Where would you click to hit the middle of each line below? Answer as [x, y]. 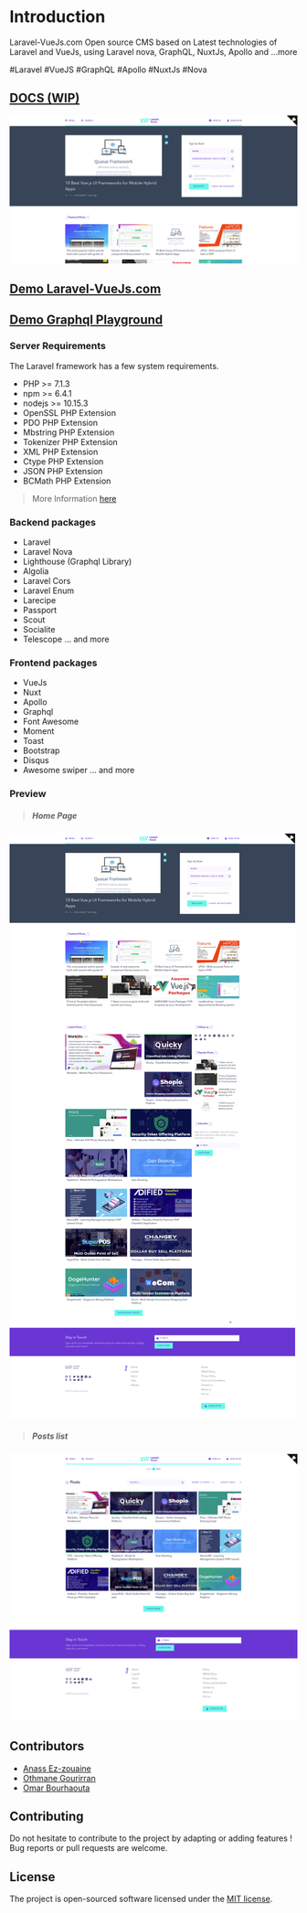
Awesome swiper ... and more [79, 771]
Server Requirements [58, 346]
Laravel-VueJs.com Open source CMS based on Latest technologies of [143, 42]
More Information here [74, 498]
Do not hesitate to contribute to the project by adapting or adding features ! [151, 1838]
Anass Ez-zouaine [57, 1768]
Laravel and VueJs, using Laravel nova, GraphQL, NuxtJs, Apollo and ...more [153, 51]
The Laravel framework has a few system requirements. [114, 366]
